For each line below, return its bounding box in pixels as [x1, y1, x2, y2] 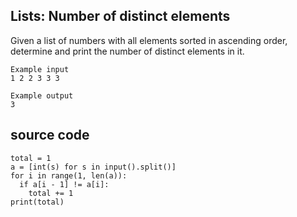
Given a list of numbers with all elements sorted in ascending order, [10, 34, 288, 46]
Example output [10, 90, 74, 101]
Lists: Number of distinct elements [10, 8, 231, 25]
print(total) [10, 197, 65, 207]
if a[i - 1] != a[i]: [19, 179, 110, 189]
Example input [10, 64, 70, 74]
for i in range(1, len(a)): [10, 170, 128, 181]
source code [10, 127, 90, 144]
